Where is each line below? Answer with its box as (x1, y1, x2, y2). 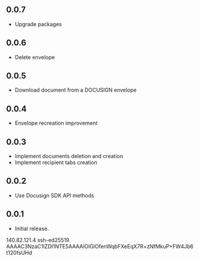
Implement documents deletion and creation (14, 153, 124, 160)
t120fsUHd (6, 249, 33, 256)
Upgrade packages (14, 20, 62, 27)
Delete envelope (14, 54, 55, 61)
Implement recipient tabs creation (14, 159, 97, 166)
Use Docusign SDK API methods (14, 191, 94, 199)
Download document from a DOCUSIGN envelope (14, 86, 137, 94)
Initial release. (14, 225, 49, 232)
